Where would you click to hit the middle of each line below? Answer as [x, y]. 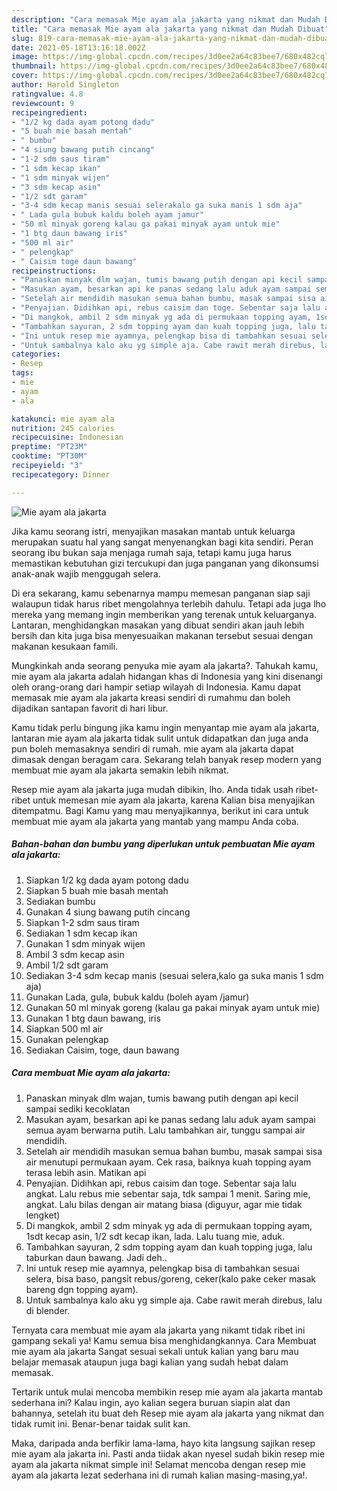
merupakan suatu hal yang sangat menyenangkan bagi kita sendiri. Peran [162, 542]
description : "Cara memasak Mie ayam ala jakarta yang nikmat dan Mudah [166, 19]
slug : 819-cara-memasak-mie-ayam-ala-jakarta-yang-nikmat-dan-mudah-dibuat [172, 38]
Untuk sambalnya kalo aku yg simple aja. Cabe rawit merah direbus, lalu [174, 1300]
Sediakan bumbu [60, 901]
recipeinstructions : [54, 271]
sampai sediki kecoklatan [78, 1108]
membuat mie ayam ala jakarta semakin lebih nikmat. [120, 770]
